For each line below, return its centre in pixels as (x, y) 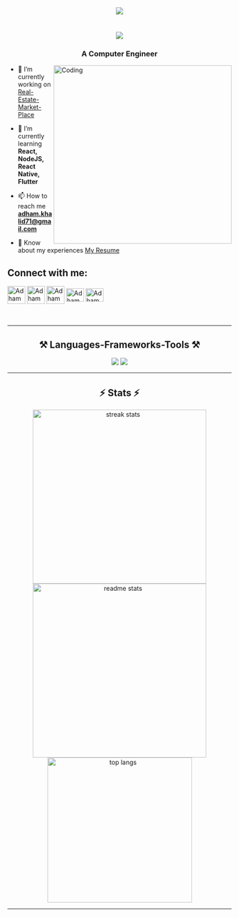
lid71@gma (34, 221)
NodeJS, (31, 159)
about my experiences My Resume (68, 250)
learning (30, 144)
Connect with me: (48, 273)
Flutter (28, 182)
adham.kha (35, 214)
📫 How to (32, 196)
